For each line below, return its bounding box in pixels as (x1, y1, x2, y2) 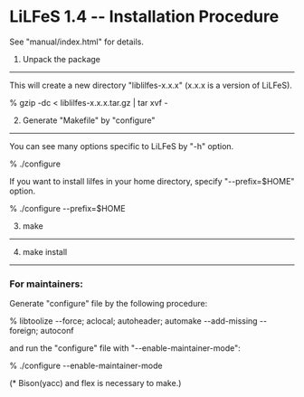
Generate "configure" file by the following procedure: (9, 298, 208, 309)
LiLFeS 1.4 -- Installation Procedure (9, 6, 280, 27)
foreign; (9, 326, 39, 336)
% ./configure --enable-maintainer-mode (9, 360, 163, 372)
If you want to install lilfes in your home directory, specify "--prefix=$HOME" (9, 175, 295, 186)
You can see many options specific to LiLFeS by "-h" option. (9, 140, 234, 151)
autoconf (40, 326, 74, 336)
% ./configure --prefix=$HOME (9, 203, 126, 213)
